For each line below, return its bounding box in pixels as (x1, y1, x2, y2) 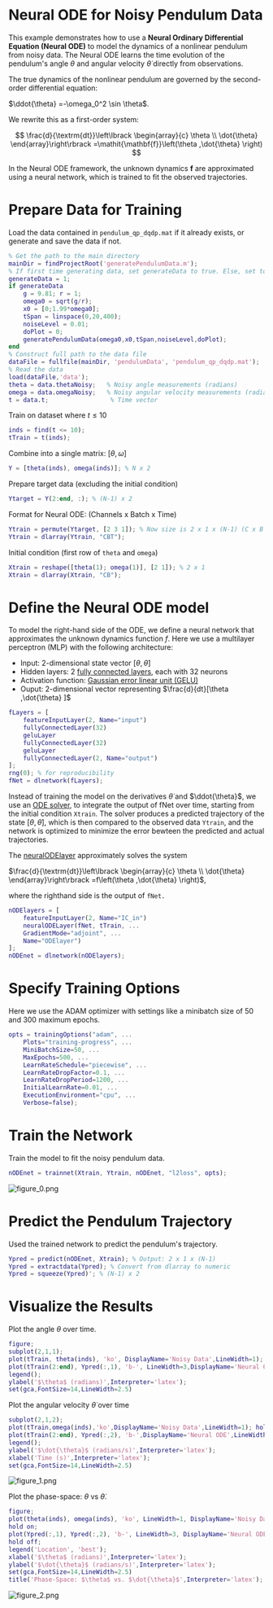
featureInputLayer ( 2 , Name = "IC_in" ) (23, 914, 148, 922)
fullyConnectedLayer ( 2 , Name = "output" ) (23, 754, 158, 762)
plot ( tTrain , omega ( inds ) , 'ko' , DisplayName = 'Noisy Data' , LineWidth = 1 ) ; (8, 1423, 253, 1432)
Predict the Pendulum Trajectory (8, 1211, 233, 1230)
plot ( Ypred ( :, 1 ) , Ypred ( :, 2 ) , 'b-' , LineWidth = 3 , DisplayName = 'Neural (8, 1531, 253, 1539)
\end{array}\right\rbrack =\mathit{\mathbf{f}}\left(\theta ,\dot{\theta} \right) (10, 138, 263, 148)
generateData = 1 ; (8, 274, 71, 283)
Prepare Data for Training (8, 201, 183, 219)
